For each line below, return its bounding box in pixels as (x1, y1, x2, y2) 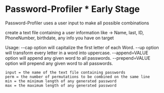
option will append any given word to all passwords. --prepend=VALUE (5, 55, 151, 61)
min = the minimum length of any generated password (5, 79, 117, 84)
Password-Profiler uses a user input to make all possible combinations (5, 20, 149, 26)
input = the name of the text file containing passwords (5, 70, 126, 75)
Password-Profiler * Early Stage (5, 3, 140, 15)
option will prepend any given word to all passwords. (5, 60, 113, 66)
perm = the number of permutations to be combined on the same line (5, 74, 150, 79)
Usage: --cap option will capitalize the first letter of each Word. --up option (5, 44, 159, 50)
